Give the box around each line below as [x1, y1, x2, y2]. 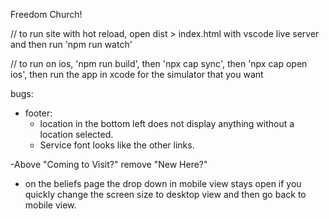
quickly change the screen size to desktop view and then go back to [24, 189, 307, 200]
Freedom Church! [10, 9, 83, 20]
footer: [24, 107, 53, 119]
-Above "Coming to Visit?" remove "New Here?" [10, 159, 208, 170]
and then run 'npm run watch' [10, 39, 133, 50]
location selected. [39, 129, 114, 140]
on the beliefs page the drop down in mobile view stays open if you [24, 178, 302, 189]
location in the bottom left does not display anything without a [39, 118, 295, 129]
